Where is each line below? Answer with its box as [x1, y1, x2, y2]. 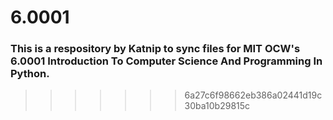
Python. [10, 67, 50, 81]
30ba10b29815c [184, 100, 251, 112]
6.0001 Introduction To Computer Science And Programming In [10, 54, 323, 68]
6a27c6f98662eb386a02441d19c [184, 89, 323, 101]
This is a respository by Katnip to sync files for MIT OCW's [10, 42, 301, 56]
